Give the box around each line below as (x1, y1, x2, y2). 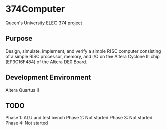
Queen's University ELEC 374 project (5, 20, 82, 26)
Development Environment (5, 73, 91, 82)
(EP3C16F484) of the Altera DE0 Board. (5, 59, 87, 65)
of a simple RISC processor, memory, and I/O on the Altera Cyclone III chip (5, 53, 160, 59)
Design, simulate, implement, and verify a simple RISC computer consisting (5, 48, 161, 54)
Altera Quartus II (5, 86, 39, 93)
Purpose (5, 34, 33, 43)
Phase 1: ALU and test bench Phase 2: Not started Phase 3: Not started (5, 115, 153, 121)
